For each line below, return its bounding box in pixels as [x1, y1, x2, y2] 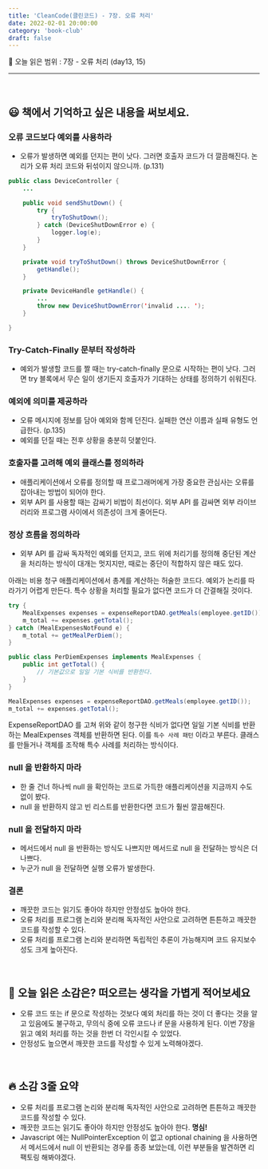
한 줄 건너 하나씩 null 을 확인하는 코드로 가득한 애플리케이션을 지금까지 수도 [19, 781, 253, 791]
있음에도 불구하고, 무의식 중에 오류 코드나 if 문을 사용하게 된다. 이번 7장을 [28, 1019, 255, 1028]
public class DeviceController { [8, 177, 120, 185]
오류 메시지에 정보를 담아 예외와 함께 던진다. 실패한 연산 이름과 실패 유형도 [19, 416, 250, 425]
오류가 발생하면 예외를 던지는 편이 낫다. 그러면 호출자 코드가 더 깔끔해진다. [19, 151, 250, 161]
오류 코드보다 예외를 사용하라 [8, 131, 112, 142]
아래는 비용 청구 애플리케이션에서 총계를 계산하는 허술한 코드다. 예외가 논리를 [8, 576, 247, 585]
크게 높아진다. [34, 944, 78, 955]
